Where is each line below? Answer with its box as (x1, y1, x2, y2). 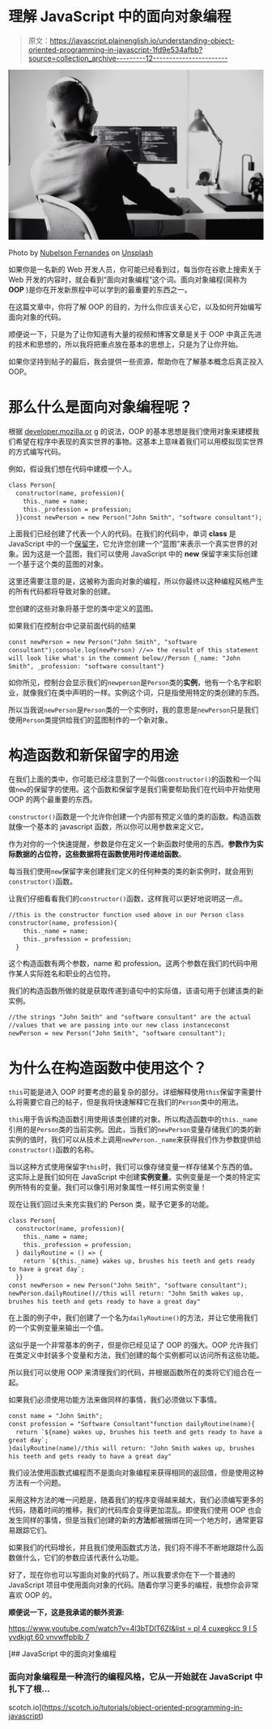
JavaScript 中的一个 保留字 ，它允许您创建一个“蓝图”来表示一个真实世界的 (8, 539, 251, 548)
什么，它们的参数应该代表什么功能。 (22, 1552, 143, 1563)
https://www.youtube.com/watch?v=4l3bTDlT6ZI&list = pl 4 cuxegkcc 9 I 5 (8, 1624, 257, 1633)
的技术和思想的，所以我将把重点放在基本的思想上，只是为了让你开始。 (8, 339, 243, 349)
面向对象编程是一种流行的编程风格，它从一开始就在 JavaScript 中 (8, 1672, 263, 1683)
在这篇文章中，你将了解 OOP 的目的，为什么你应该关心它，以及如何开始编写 (8, 301, 262, 312)
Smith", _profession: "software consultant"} (8, 662, 164, 671)
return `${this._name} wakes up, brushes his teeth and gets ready (23, 1257, 255, 1266)
